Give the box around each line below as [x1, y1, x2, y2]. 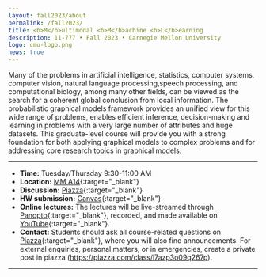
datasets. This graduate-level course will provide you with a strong [8, 129, 226, 138]
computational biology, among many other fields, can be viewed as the [8, 87, 239, 96]
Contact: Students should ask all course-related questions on [19, 227, 222, 237]
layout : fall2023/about [8, 11, 87, 20]
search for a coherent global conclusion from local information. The [8, 96, 229, 104]
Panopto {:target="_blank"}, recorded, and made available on [19, 211, 218, 220]
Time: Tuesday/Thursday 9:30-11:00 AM [19, 169, 152, 178]
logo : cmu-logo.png [8, 41, 73, 49]
